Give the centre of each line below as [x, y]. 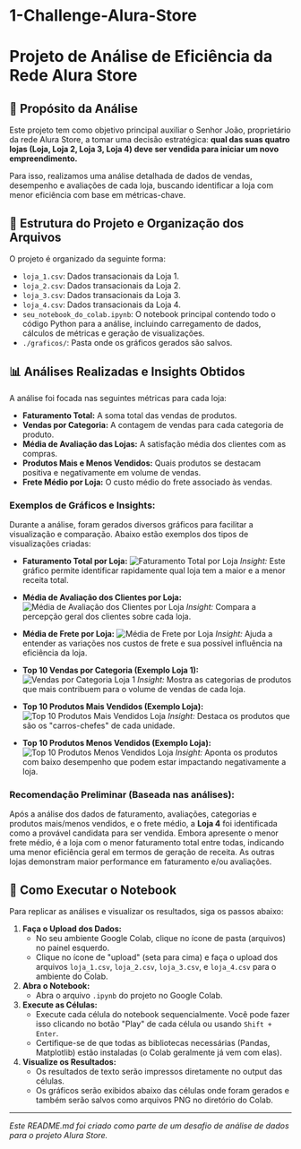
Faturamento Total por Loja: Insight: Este [154, 562]
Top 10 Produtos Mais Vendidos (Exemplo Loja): [113, 707]
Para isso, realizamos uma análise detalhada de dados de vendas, [131, 176]
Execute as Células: [60, 1005]
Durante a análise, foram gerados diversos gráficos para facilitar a [131, 525]
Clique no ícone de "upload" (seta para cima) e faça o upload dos [157, 957]
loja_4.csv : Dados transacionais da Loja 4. [101, 304]
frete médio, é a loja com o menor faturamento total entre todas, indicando [147, 843]
